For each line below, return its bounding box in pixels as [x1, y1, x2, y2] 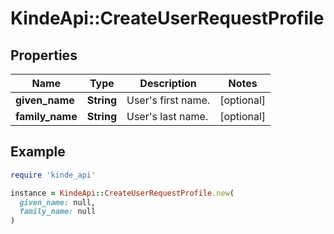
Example [10, 143, 66, 161]
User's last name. [126, 110, 209, 123]
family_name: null [19, 207, 97, 217]
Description [139, 77, 197, 90]
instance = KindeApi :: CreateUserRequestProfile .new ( [10, 188, 235, 198]
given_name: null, [19, 197, 97, 207]
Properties [10, 47, 78, 64]
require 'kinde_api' [10, 170, 97, 180]
